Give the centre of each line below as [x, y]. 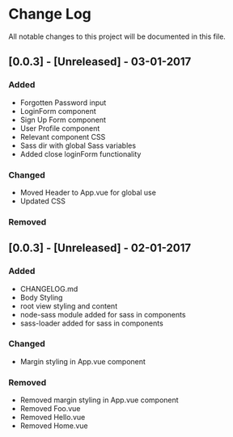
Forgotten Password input [63, 103]
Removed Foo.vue [50, 409]
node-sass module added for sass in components [103, 314]
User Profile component [60, 128]
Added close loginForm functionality [80, 153]
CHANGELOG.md [49, 288]
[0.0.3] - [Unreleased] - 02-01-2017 [100, 248]
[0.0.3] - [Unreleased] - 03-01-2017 [100, 62]
